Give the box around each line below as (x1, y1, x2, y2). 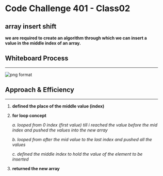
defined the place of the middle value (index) (12, 103, 105, 109)
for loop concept (12, 112, 47, 118)
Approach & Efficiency (5, 86, 74, 94)
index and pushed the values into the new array (12, 127, 108, 133)
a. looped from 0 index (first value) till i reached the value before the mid (12, 122, 158, 128)
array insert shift (5, 22, 57, 31)
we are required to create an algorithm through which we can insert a (5, 35, 147, 41)
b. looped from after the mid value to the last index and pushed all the (12, 136, 152, 142)
